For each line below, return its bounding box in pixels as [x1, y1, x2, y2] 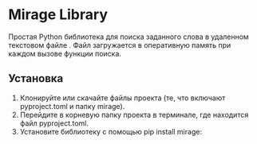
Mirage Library [8, 6, 108, 24]
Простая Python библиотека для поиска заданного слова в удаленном [8, 32, 249, 41]
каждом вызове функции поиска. [8, 49, 122, 58]
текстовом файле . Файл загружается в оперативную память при [8, 40, 231, 49]
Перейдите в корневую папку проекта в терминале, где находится [19, 110, 249, 119]
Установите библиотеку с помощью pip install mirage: [19, 126, 202, 136]
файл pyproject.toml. [19, 118, 89, 128]
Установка [8, 72, 64, 85]
